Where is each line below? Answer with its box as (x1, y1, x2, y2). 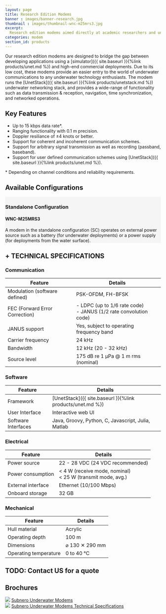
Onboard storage (7, 490, 47, 497)
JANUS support (7, 325, 44, 332)
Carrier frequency (7, 337, 49, 344)
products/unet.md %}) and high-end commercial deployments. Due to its (5, 63, 154, 69)
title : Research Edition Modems (5, 12, 72, 17)
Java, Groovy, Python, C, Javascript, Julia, (52, 417, 150, 424)
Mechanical (5, 505, 34, 512)
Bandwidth (7, 345, 33, 352)
